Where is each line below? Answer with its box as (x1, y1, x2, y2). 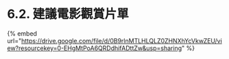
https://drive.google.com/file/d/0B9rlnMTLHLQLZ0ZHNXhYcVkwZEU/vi (21, 36, 223, 45)
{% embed (7, 29, 38, 38)
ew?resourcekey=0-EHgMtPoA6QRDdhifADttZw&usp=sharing (7, 44, 182, 52)
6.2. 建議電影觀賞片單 (7, 6, 129, 22)
